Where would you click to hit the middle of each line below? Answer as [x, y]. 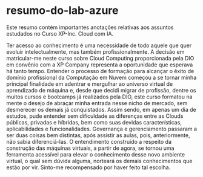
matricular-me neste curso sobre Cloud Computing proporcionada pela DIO [100, 58]
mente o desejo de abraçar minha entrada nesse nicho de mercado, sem [97, 103]
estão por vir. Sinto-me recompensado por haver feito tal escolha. [88, 167]
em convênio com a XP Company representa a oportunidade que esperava [100, 65]
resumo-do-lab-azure [62, 11]
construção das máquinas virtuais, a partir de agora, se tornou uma [90, 148]
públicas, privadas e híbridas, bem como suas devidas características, [94, 122]
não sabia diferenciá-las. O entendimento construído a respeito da [89, 141]
